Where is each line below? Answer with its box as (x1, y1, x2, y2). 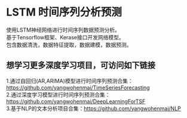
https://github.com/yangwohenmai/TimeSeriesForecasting (6, 84, 151, 91)
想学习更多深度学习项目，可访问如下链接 (6, 60, 155, 70)
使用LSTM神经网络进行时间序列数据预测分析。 (6, 26, 121, 33)
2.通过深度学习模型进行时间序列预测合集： (6, 91, 111, 98)
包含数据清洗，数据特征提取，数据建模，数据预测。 (6, 41, 132, 48)
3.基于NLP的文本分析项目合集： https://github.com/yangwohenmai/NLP (6, 105, 181, 112)
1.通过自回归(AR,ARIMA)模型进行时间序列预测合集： (6, 77, 133, 84)
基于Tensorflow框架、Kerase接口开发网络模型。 (6, 33, 124, 41)
